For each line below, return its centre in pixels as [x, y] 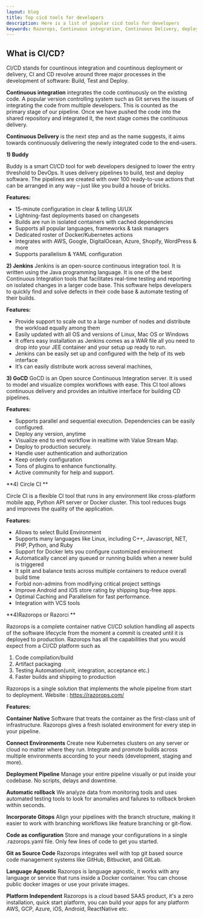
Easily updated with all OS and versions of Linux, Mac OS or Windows [102, 334]
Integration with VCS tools [47, 603]
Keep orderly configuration [49, 460]
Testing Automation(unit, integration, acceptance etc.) [82, 670]
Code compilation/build [44, 658]
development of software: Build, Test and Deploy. [68, 81]
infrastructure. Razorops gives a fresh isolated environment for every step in [101, 725]
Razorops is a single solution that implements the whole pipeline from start [99, 688]
